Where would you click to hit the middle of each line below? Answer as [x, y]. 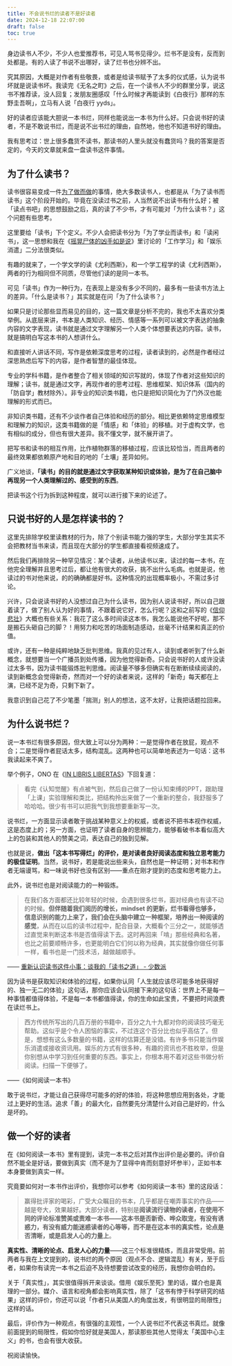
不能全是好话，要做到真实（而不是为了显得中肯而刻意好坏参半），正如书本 [117, 1163]
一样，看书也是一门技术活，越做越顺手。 [81, 951]
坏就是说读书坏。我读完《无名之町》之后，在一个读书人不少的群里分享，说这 [116, 86]
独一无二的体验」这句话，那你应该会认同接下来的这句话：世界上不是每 [119, 989]
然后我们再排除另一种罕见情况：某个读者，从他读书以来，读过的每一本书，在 [116, 560]
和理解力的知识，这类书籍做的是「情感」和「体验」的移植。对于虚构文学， [113, 425]
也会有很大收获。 [61, 1340]
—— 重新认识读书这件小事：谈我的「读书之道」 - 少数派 [87, 966]
